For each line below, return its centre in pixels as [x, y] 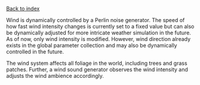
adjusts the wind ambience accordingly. [55, 76]
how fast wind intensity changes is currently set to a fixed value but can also [100, 26]
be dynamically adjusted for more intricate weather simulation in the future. [99, 33]
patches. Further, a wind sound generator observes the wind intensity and [97, 70]
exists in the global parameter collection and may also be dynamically [92, 45]
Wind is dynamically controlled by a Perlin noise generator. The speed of [96, 20]
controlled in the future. [35, 52]
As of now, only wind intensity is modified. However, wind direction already [99, 39]
